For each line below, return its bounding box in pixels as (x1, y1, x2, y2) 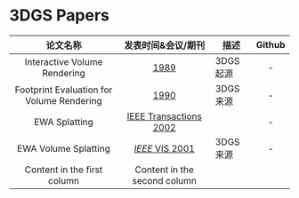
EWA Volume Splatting (17, 142, 111, 154)
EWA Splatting (34, 115, 93, 128)
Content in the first (24, 163, 103, 176)
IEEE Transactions (126, 110, 202, 123)
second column (132, 174, 198, 186)
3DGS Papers (9, 5, 109, 26)
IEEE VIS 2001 (133, 142, 196, 154)
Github (255, 38, 286, 51)
